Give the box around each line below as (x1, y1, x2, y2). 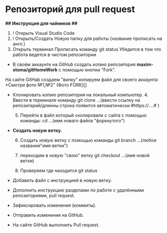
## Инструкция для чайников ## (5, 20, 78, 26)
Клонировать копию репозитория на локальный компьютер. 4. (12, 91, 149, 98)
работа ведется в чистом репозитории (12, 52, 96, 58)
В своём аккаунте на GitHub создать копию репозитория (12, 61, 136, 67)
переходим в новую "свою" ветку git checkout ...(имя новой (20, 152, 150, 158)
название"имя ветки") (20, 143, 68, 149)
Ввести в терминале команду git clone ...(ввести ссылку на (12, 97, 140, 103)
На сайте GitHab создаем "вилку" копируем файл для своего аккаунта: (5, 76, 159, 82)
